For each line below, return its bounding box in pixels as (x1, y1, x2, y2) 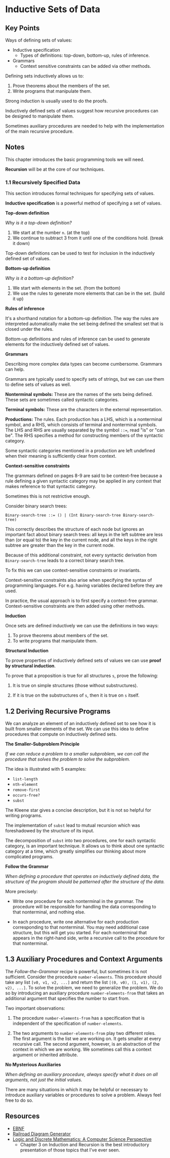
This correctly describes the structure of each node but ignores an (5, 526, 144, 532)
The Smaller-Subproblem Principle (5, 741, 80, 747)
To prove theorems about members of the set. (12, 632, 109, 638)
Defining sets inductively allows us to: (5, 73, 84, 79)
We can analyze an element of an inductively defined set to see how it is (5, 720, 156, 726)
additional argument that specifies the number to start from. (5, 995, 130, 1001)
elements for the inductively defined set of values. (5, 341, 110, 347)
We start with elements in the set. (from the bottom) (12, 285, 121, 291)
